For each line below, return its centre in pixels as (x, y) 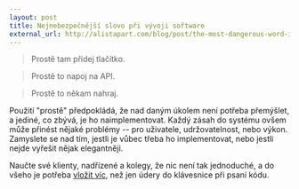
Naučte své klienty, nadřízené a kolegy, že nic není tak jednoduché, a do (141, 166)
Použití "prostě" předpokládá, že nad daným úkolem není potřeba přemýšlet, (149, 111)
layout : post (33, 17)
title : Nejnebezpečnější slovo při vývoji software (107, 26)
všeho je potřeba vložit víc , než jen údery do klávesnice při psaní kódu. (139, 175)
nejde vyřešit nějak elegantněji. (66, 148)
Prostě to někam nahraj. (75, 93)
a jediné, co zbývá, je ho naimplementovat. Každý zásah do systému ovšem (148, 120)
